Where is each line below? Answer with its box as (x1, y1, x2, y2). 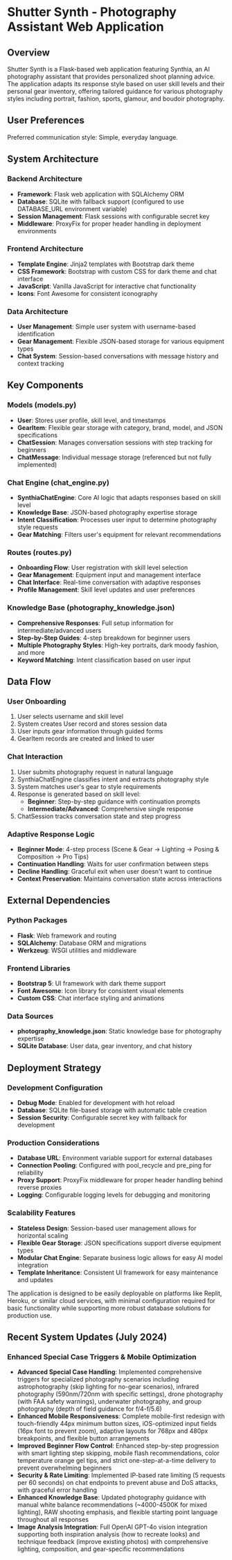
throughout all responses (17, 1516, 89, 1524)
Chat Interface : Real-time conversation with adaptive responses (17, 578, 201, 587)
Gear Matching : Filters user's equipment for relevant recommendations (17, 531, 222, 539)
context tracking (17, 359, 64, 368)
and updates (17, 1275, 53, 1284)
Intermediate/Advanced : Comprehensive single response (27, 804, 194, 813)
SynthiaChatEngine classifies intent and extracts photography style (17, 775, 209, 783)
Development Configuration (7, 1083, 103, 1093)
